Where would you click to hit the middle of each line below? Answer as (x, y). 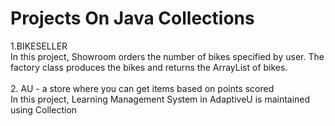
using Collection (44, 109)
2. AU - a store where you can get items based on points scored (142, 88)
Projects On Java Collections (132, 18)
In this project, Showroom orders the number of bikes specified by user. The (167, 56)
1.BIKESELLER (39, 46)
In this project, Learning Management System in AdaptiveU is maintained (160, 99)
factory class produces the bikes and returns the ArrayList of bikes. (149, 67)
